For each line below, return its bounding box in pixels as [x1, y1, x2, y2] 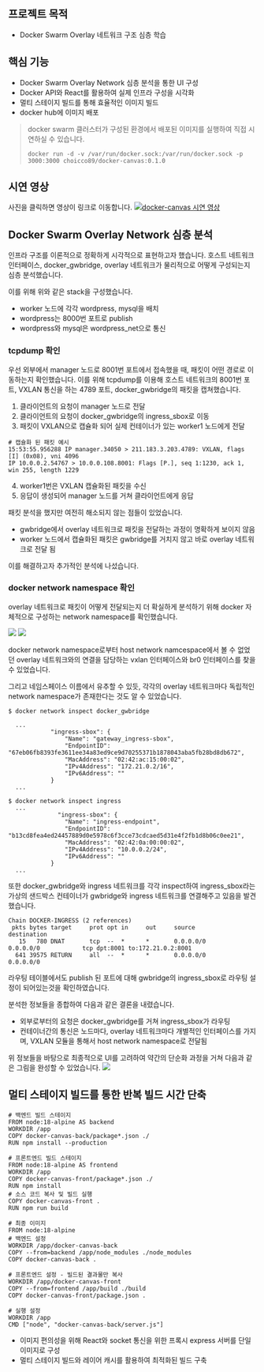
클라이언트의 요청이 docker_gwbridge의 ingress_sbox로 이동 [19, 411, 210, 420]
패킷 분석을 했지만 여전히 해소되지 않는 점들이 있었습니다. [8, 507, 183, 517]
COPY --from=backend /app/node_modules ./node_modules [8, 1248, 192, 1257]
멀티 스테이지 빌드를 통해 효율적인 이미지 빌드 [19, 97, 159, 107]
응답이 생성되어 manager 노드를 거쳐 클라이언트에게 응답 [19, 491, 195, 500]
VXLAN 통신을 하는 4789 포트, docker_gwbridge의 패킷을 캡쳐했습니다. [18, 384, 241, 394]
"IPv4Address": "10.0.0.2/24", [64, 845, 168, 854]
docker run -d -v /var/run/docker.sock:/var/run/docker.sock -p [27, 149, 244, 158]
